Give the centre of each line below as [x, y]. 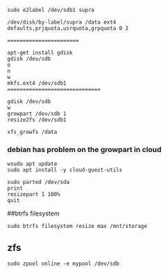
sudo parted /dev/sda [39, 182]
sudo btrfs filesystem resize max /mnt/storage [77, 227]
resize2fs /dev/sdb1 [37, 120]
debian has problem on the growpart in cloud [84, 149]
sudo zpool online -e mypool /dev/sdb [63, 264]
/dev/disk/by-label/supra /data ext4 [62, 22]
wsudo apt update [32, 164]
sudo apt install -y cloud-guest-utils [65, 170]
